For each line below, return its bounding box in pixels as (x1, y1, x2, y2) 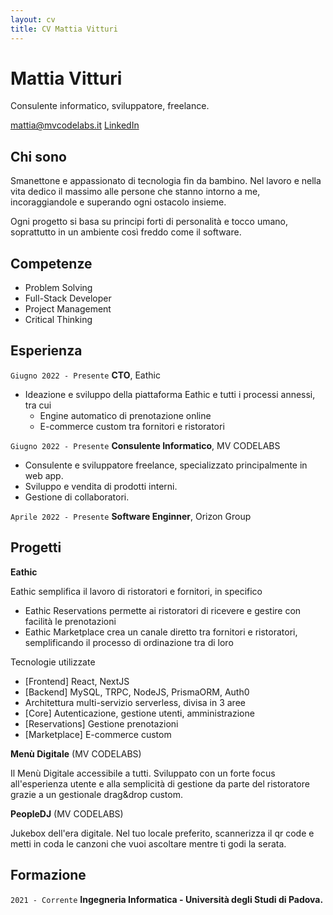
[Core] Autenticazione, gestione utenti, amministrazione (24, 707, 255, 719)
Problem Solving (24, 282, 93, 294)
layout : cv (10, 14, 56, 25)
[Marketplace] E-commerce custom (24, 728, 172, 740)
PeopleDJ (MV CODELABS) (10, 807, 124, 820)
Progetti (10, 539, 62, 556)
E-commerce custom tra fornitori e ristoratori (39, 420, 225, 432)
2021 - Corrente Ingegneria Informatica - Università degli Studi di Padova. (10, 893, 324, 905)
